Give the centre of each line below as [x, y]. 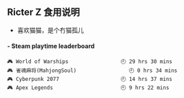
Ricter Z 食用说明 [44, 12]
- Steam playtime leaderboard [51, 46]
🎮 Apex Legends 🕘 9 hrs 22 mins [88, 88]
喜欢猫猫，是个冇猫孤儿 [50, 30]
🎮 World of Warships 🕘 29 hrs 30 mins [90, 62]
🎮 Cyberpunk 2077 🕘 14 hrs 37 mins [90, 79]
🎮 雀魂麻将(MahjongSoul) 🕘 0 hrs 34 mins [92, 71]
